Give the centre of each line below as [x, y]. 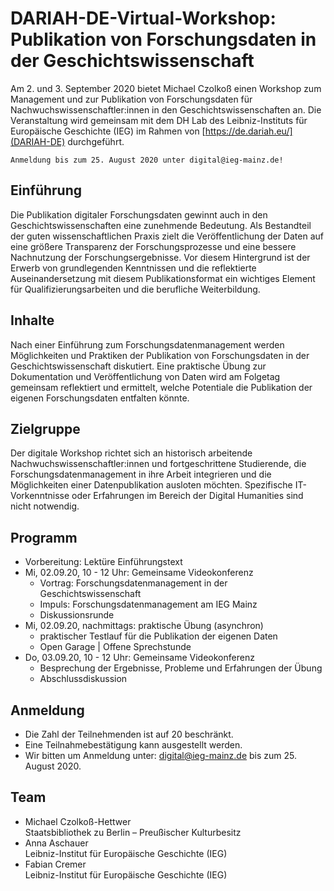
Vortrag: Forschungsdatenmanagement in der [133, 583]
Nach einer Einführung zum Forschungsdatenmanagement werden [147, 344]
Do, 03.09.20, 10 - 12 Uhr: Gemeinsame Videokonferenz [139, 658]
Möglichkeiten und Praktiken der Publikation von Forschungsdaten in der [160, 355]
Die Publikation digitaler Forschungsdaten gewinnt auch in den [139, 214]
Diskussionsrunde [77, 615]
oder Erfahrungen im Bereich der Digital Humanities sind [187, 496]
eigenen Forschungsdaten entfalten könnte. [100, 398]
